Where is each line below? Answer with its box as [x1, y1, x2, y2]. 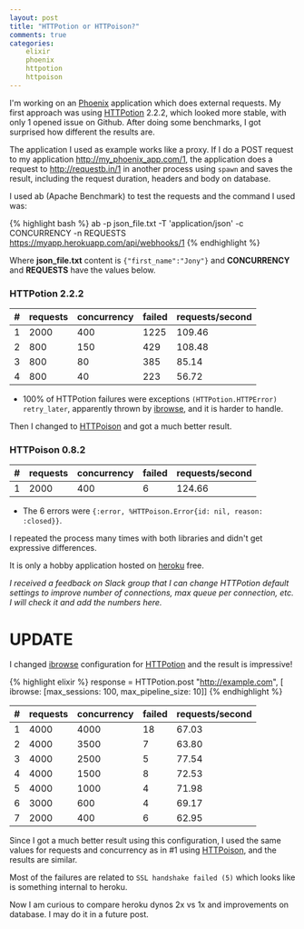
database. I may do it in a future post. [9, 909, 150, 920]
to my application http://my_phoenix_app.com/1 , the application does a [9, 154, 273, 165]
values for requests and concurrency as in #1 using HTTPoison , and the [9, 844, 277, 855]
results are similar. [9, 854, 78, 865]
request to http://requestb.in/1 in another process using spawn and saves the [9, 163, 293, 174]
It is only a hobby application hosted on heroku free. [9, 560, 204, 571]
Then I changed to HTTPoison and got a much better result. [9, 421, 232, 432]
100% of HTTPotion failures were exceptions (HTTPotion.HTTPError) [22, 394, 278, 405]
